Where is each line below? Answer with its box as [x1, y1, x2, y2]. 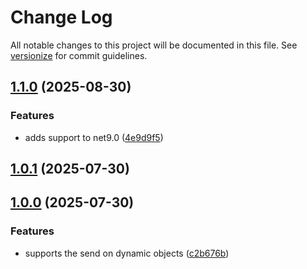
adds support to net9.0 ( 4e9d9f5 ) [24, 131, 164, 143]
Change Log [10, 6, 113, 29]
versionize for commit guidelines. [10, 49, 148, 61]
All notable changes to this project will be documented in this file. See [10, 39, 298, 51]
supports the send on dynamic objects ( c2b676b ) [24, 247, 230, 259]
